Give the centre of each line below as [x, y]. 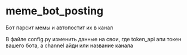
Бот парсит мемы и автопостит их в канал [59, 27]
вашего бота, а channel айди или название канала [70, 45]
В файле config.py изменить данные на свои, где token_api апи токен [93, 39]
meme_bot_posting [55, 11]
